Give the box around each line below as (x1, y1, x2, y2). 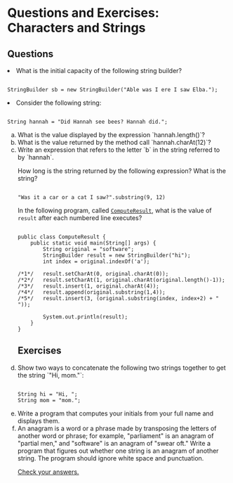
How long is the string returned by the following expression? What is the (17, 167, 227, 175)
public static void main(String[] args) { (30, 240, 157, 247)
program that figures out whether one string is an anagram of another (17, 446, 219, 455)
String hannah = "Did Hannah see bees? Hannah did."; (7, 118, 168, 125)
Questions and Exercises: (7, 5, 159, 21)
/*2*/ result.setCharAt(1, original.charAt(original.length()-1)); (17, 276, 226, 283)
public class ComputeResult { (17, 233, 107, 240)
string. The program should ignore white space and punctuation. (17, 453, 204, 462)
